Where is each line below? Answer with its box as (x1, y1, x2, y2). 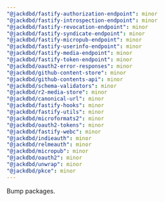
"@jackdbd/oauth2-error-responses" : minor (6, 63, 133, 70)
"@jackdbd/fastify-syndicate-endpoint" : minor (6, 30, 145, 37)
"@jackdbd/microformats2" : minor (6, 115, 105, 122)
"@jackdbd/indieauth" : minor (6, 134, 92, 141)
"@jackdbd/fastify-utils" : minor (6, 108, 105, 115)
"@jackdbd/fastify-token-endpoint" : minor (6, 56, 133, 63)
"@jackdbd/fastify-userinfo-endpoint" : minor (6, 43, 142, 50)
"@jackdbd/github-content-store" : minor (6, 69, 127, 76)
